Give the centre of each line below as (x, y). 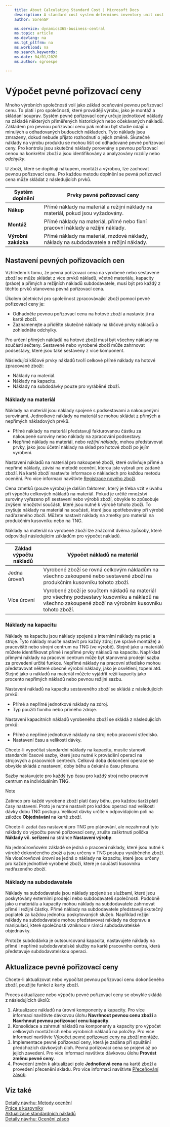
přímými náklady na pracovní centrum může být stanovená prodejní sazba (82, 658)
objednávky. (18, 931)
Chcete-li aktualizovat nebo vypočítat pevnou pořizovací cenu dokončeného (85, 979)
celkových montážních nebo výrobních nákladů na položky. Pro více (83, 1031)
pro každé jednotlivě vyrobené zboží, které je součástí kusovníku (73, 863)
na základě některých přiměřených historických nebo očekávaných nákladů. (85, 121)
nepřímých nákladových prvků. (37, 421)
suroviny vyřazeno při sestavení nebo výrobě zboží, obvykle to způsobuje (82, 499)
